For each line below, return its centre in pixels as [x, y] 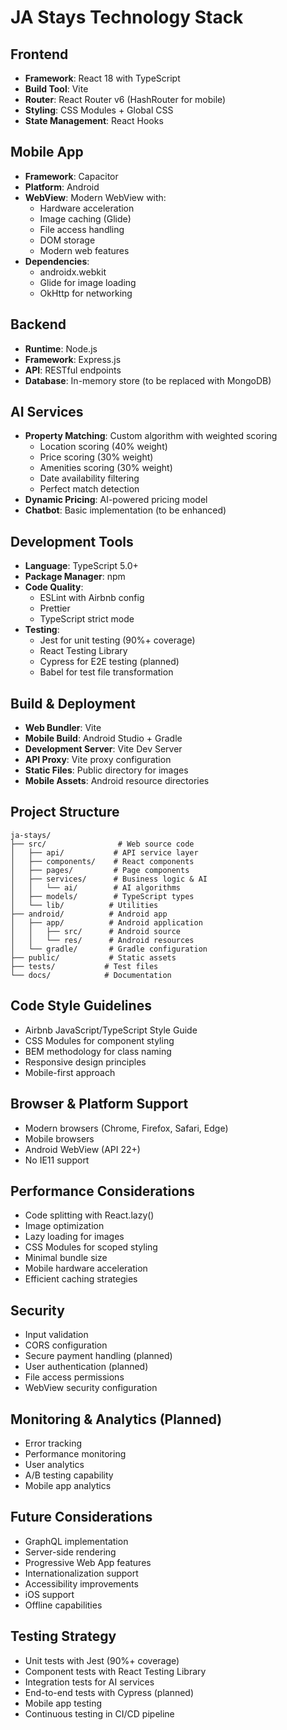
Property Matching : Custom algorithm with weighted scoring [151, 436]
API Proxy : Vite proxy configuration [98, 760]
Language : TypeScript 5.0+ [81, 566]
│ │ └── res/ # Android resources [102, 940]
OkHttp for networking [86, 293]
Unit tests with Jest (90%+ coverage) [102, 1660]
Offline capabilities [63, 1605]
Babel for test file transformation [106, 672]
